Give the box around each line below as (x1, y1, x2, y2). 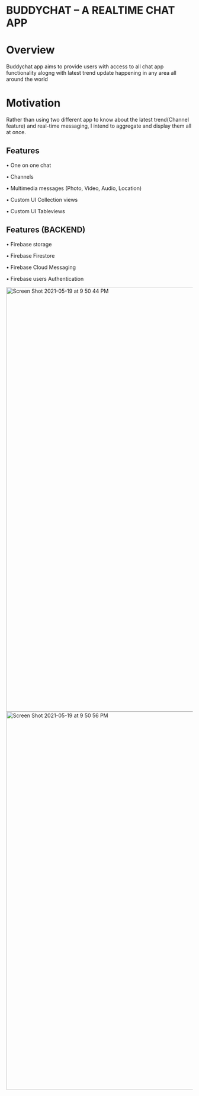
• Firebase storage (6, 240, 52, 248)
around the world (6, 75, 49, 83)
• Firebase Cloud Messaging (6, 264, 76, 271)
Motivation (6, 96, 61, 110)
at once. (6, 129, 27, 136)
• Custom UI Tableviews (6, 207, 65, 214)
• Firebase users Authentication (6, 275, 84, 282)
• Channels (6, 173, 34, 180)
